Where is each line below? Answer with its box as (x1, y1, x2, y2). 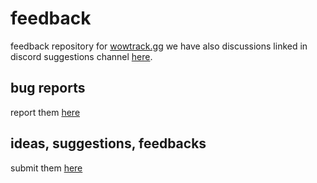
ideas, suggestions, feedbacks (10, 135, 207, 152)
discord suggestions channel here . (10, 50, 153, 62)
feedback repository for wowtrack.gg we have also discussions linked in (10, 40, 308, 52)
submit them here (10, 162, 83, 174)
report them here (10, 106, 81, 118)
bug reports (10, 80, 86, 97)
